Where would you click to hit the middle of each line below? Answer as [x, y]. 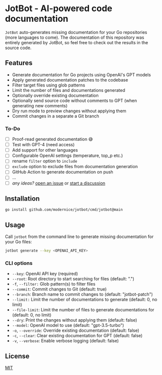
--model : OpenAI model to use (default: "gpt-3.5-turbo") [68, 325]
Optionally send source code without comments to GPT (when [74, 101]
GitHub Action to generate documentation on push [63, 172]
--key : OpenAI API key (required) [45, 274]
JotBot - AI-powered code [59, 9]
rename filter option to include [45, 161]
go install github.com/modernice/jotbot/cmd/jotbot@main [64, 210]
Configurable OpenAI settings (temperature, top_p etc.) [67, 155]
